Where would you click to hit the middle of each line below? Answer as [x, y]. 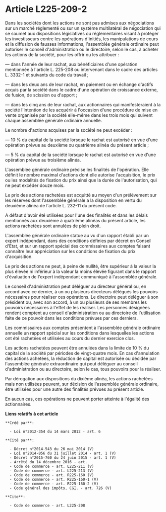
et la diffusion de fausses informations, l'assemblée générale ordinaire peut [82, 44]
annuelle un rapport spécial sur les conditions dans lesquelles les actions [80, 333]
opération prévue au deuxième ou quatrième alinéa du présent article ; [77, 145]
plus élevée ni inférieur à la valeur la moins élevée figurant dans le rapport [81, 271]
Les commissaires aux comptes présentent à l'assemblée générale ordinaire [83, 328]
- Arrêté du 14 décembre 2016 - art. [49, 462]
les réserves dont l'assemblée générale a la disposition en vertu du [74, 200]
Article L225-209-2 [46, 9]
